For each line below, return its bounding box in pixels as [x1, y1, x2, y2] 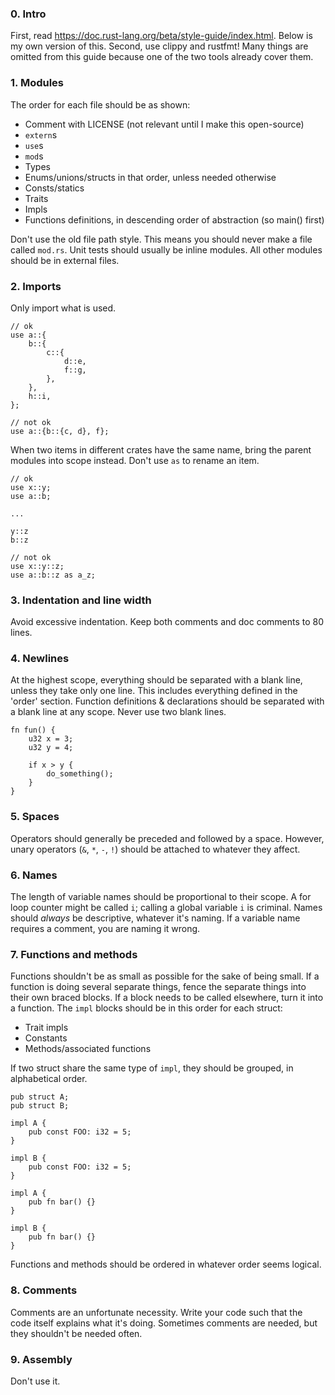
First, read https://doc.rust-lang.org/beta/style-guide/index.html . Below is [10, 30, 313, 42]
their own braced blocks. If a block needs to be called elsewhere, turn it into [10, 992, 324, 1004]
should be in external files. [10, 254, 120, 266]
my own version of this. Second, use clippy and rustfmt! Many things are [10, 40, 309, 52]
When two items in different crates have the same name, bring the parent [10, 443, 312, 456]
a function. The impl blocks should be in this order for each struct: [10, 1002, 283, 1014]
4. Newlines [10, 652, 70, 666]
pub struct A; [10, 1092, 70, 1102]
